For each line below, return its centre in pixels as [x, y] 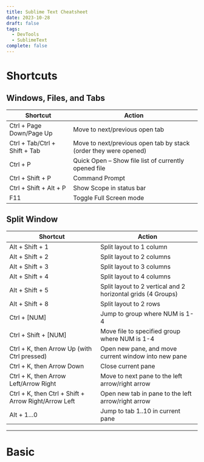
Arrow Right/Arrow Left [42, 401]
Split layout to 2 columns [135, 257]
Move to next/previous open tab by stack [131, 143]
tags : [13, 29]
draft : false [23, 23]
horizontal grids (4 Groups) [139, 294]
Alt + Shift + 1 [29, 247]
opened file [89, 168]
